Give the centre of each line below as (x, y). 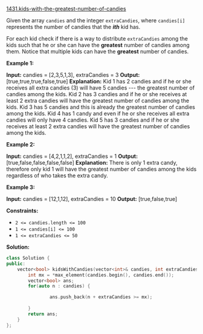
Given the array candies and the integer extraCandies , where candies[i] (96, 20)
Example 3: (21, 187)
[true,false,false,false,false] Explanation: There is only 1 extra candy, (92, 162)
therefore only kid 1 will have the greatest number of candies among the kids (101, 169)
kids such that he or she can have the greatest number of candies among (98, 45)
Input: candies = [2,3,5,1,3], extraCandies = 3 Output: (73, 75)
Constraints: (22, 211)
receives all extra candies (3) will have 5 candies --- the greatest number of (101, 88)
